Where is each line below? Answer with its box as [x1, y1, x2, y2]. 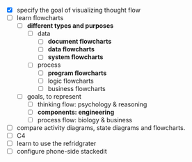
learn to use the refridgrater [16, 139, 97, 148]
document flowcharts [47, 38, 112, 46]
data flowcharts [47, 45, 95, 54]
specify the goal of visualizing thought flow [16, 6, 141, 14]
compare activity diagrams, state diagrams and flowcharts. [16, 123, 186, 131]
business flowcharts [47, 84, 106, 92]
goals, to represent [26, 92, 81, 100]
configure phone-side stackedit [16, 147, 107, 156]
